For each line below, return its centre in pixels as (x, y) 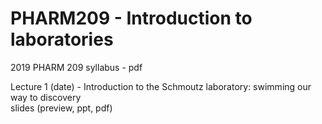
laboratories (62, 39)
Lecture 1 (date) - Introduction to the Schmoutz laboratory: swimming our (161, 86)
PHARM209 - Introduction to (131, 18)
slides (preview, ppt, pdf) (61, 108)
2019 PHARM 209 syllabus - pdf (76, 67)
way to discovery (46, 97)
